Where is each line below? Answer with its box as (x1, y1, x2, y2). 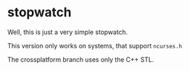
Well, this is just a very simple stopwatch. (7, 28, 128, 36)
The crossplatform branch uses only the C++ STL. (7, 55, 154, 64)
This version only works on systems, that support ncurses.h (7, 41, 183, 50)
